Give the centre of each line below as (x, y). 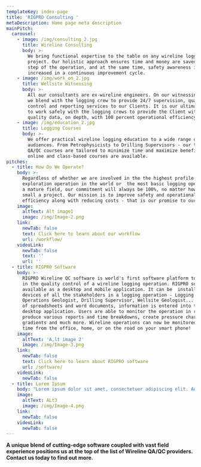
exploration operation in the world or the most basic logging (104, 184)
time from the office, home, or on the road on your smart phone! (106, 328)
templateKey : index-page (37, 12)
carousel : (24, 34)
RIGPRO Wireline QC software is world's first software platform (105, 278)
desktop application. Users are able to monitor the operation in (106, 312)
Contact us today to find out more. (50, 458)
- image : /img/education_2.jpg (56, 123)
